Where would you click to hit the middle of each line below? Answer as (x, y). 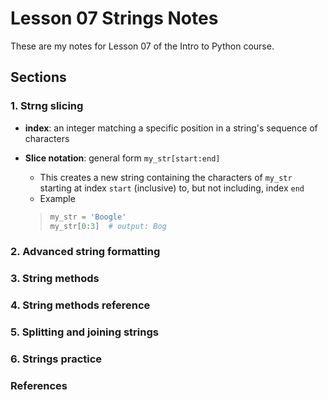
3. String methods (55, 279)
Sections (38, 77)
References (39, 385)
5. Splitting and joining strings (84, 332)
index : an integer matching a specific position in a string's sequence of (171, 128)
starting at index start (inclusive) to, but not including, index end (172, 188)
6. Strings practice (56, 359)
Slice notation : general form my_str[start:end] (122, 158)
